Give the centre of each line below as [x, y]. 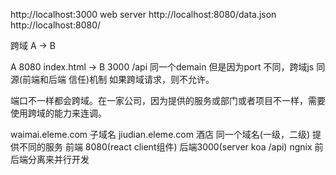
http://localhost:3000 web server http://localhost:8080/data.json [143, 14]
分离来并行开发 [58, 159]
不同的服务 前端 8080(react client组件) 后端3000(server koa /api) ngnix [165, 147]
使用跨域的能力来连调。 [58, 113]
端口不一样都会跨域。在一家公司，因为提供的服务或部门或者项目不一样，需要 [168, 100]
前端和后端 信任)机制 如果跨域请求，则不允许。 [118, 79]
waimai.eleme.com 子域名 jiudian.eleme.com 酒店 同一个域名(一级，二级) [160, 134]
